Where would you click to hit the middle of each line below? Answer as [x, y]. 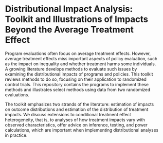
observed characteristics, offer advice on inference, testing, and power [76, 125]
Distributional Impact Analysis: [69, 9]
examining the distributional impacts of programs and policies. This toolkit [79, 74]
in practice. [16, 135]
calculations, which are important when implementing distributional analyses [82, 130]
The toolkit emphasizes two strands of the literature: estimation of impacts [80, 104]
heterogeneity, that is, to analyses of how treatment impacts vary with [75, 120]
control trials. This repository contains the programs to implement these [77, 84]
